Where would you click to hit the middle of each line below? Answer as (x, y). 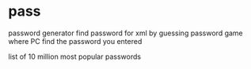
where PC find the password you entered (75, 41)
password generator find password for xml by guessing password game (125, 33)
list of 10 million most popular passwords (74, 56)
